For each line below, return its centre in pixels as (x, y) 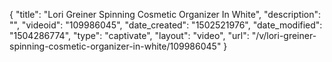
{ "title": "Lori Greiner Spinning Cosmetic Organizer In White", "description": (165, 14)
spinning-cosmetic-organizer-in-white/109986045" (115, 46)
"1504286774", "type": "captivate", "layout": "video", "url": (129, 35)
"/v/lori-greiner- (284, 35)
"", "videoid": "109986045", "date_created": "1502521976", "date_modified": (166, 25)
